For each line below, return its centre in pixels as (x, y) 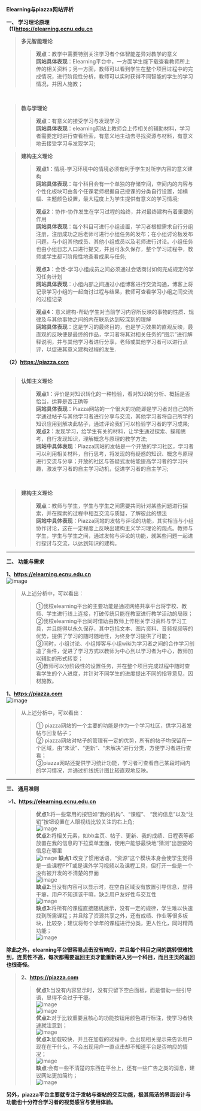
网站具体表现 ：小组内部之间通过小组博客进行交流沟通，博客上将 (114, 284)
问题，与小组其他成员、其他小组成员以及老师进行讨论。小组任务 (114, 241)
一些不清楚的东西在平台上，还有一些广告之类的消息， (124, 1068)
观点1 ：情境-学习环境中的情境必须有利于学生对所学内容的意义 (112, 169)
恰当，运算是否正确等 (62, 401)
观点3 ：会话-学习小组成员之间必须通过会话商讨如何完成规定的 (112, 269)
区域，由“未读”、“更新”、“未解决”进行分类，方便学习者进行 (114, 748)
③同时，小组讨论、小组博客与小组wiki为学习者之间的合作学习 (112, 644)
